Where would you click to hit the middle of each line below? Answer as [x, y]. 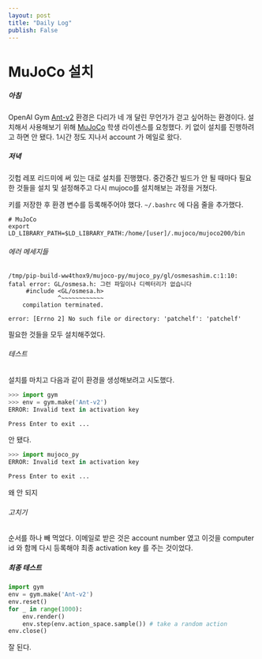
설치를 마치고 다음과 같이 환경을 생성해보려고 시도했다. [92, 379]
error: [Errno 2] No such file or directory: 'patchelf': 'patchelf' [125, 318]
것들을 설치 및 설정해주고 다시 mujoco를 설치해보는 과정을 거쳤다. [117, 187]
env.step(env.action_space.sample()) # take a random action [125, 624]
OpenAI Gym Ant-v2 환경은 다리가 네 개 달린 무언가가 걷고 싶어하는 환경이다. [127, 117]
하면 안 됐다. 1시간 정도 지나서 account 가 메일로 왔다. [99, 137]
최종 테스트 [25, 567]
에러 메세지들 [28, 252]
